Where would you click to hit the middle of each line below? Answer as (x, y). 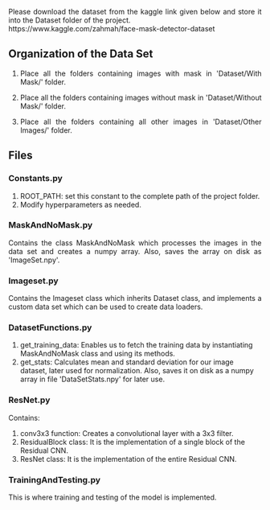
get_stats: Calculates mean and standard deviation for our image (127, 362)
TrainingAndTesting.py (55, 479)
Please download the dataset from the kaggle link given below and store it (135, 12)
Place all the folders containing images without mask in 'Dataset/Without (141, 97)
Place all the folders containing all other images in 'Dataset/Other (141, 121)
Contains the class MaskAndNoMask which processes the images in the (135, 243)
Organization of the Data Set (81, 54)
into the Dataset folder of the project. (70, 20)
